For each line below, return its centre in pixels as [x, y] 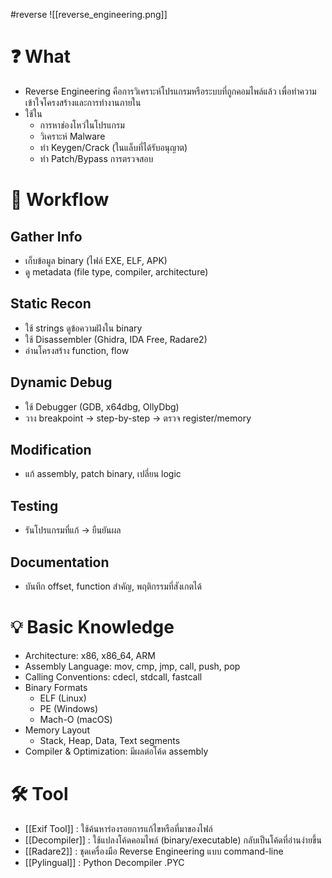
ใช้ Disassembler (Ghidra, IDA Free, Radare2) [116, 339]
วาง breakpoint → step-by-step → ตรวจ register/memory [138, 418]
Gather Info [46, 236]
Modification [51, 449]
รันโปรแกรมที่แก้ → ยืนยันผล [73, 530]
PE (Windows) [69, 708]
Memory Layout [57, 730]
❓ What [41, 56]
